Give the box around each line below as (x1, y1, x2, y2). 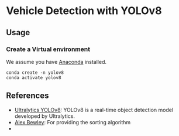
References (6, 91, 49, 101)
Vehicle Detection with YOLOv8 (6, 4, 162, 18)
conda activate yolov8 (6, 74, 61, 80)
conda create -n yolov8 (6, 69, 64, 76)
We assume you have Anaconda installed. (6, 58, 107, 65)
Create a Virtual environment (6, 45, 91, 53)
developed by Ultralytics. (14, 113, 75, 120)
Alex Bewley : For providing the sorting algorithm (14, 118, 131, 125)
